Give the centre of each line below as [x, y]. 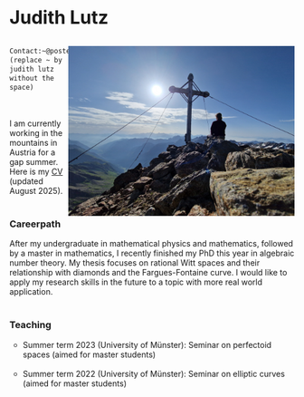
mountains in [33, 143]
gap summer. [34, 162]
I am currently [35, 123]
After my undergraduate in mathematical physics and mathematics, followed [152, 244]
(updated [26, 181]
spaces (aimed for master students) [89, 354]
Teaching [30, 325]
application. [31, 292]
